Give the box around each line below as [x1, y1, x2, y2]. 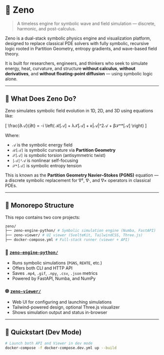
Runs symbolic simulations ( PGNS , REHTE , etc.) [12, 260, 102, 266]
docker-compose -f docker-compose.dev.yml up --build [5, 346, 117, 351]
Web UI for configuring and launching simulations [12, 299, 112, 305]
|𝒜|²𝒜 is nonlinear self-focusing [12, 157, 79, 163]
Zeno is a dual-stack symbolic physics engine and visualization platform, [5, 35, 151, 41]
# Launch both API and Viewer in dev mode [5, 341, 93, 346]
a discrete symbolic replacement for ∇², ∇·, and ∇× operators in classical [5, 177, 151, 183]
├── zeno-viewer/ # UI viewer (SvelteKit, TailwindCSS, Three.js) [5, 233, 143, 238]
